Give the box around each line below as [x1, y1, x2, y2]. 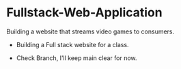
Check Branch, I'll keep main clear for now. [16, 53, 137, 62]
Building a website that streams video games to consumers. [6, 27, 175, 36]
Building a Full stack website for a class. [16, 40, 129, 49]
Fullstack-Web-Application [6, 5, 163, 20]
